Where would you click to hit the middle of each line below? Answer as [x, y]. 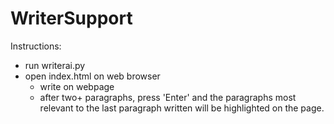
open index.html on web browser [92, 76]
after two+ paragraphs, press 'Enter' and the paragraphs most [168, 97]
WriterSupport [71, 18]
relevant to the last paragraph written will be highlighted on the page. [182, 108]
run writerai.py [55, 65]
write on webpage [77, 86]
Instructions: [36, 46]
